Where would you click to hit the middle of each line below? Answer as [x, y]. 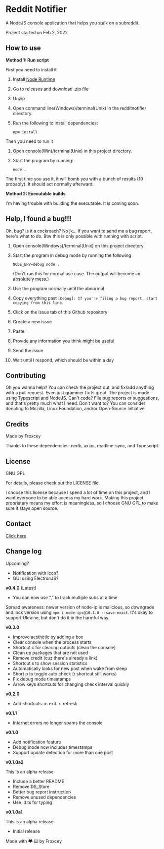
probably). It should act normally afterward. [50, 184]
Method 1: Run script [27, 60]
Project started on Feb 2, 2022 [37, 32]
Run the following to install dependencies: [55, 123]
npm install [25, 132]
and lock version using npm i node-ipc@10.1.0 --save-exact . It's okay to [79, 612]
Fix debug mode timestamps [42, 679]
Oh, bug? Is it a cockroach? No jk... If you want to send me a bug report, [79, 231]
